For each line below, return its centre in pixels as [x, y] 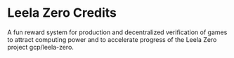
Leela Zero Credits [62, 13]
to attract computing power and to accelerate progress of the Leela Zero [112, 39]
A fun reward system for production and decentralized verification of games [117, 32]
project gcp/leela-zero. [40, 47]
